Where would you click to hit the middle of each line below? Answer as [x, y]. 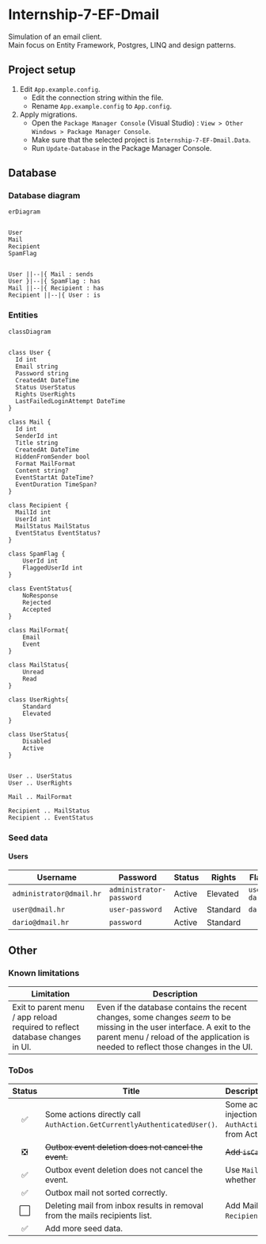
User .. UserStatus [40, 776]
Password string [42, 373]
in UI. [22, 1046]
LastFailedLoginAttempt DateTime [70, 401]
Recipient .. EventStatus [51, 818]
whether [241, 1180]
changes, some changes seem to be [163, 1017]
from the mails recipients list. [98, 1215]
